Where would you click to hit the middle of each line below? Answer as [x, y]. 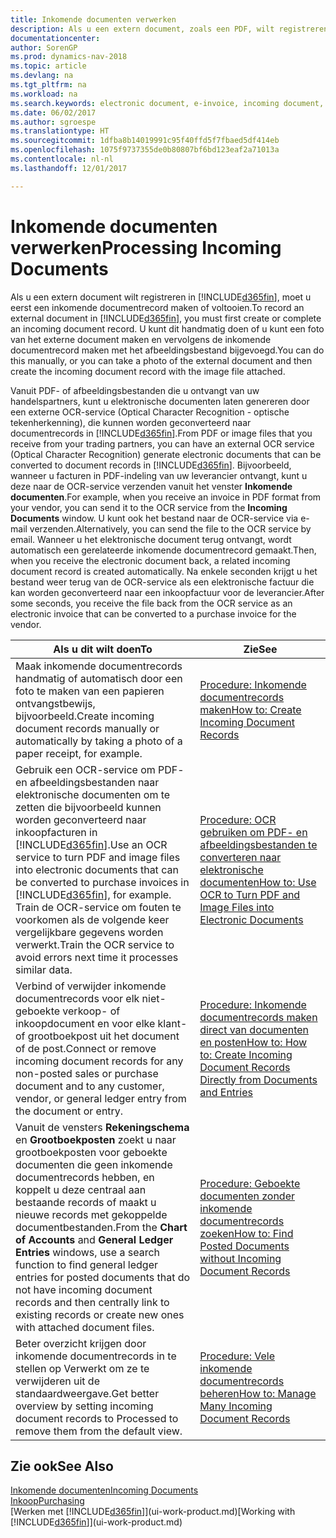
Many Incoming [236, 1406]
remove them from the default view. [99, 1431]
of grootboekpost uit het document [97, 1036]
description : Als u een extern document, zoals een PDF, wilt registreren [169, 29]
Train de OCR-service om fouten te [98, 907]
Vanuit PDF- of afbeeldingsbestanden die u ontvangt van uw [135, 390]
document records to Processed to [97, 1418]
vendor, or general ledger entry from [101, 1098]
